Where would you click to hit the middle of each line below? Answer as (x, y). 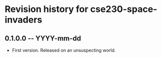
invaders (23, 20)
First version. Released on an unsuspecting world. (64, 50)
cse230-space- (124, 9)
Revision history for (47, 9)
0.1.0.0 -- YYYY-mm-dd (43, 38)
